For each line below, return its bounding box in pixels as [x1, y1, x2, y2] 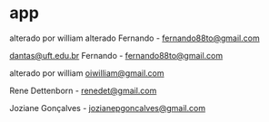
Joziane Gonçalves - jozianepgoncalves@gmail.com [9, 102, 206, 113]
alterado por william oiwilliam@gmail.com [9, 67, 164, 79]
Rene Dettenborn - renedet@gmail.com [9, 85, 157, 96]
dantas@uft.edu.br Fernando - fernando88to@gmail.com [9, 50, 224, 61]
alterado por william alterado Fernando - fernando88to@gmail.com [9, 33, 261, 43]
